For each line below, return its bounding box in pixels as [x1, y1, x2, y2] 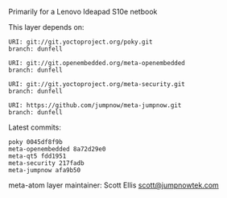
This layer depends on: [8, 23, 85, 31]
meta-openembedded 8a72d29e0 [8, 145, 106, 153]
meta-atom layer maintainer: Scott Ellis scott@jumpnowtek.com [8, 180, 219, 190]
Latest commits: [8, 122, 62, 132]
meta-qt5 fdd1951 [8, 152, 67, 160]
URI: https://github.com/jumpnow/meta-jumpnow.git [8, 101, 182, 109]
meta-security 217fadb [8, 159, 85, 167]
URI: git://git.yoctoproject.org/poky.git [8, 38, 153, 46]
